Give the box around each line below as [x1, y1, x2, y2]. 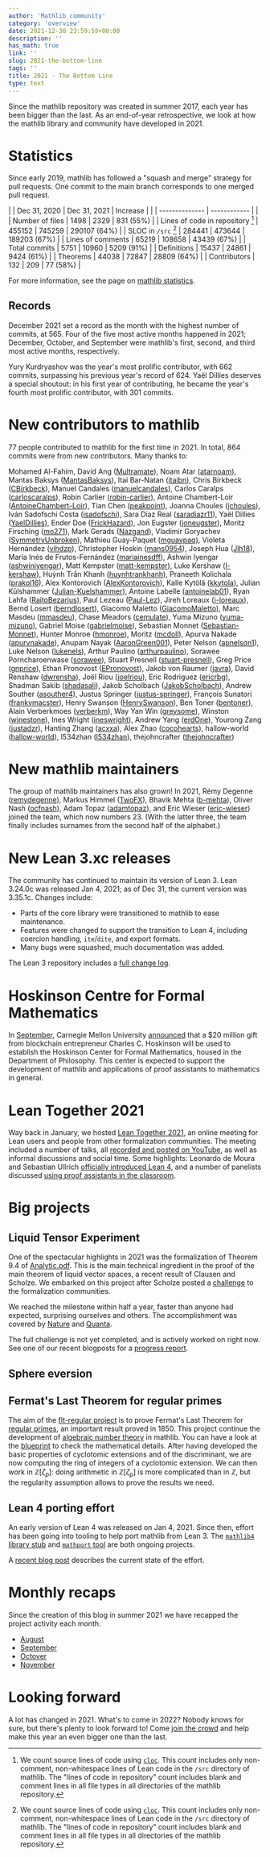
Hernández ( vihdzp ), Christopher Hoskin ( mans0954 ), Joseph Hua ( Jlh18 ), [8, 543, 256, 553]
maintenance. [19, 917, 66, 926]
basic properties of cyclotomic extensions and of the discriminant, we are [8, 1449, 252, 1459]
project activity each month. [8, 1619, 102, 1628]
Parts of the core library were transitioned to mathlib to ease [19, 908, 219, 918]
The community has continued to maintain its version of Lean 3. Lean [8, 876, 237, 885]
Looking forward [8, 1689, 121, 1706]
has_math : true [8, 42, 59, 50]
